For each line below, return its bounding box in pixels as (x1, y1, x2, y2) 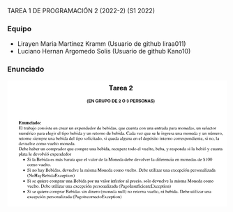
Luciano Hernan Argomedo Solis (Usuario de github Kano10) (17, 47, 191, 56)
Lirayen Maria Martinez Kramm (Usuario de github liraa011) (17, 40, 186, 48)
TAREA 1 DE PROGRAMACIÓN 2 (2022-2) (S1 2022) (7, 7, 156, 15)
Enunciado (7, 65, 45, 74)
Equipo (7, 24, 32, 33)
